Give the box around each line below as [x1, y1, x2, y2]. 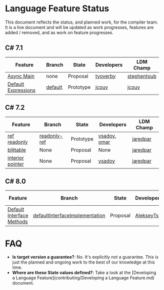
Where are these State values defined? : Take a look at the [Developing [12, 270, 156, 276]
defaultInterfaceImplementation [33, 212, 106, 219]
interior [7, 154, 24, 161]
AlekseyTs [135, 212, 159, 219]
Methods [7, 218, 28, 225]
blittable [7, 146, 26, 153]
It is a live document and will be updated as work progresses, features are [5, 24, 154, 30]
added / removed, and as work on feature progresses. [5, 29, 114, 35]
